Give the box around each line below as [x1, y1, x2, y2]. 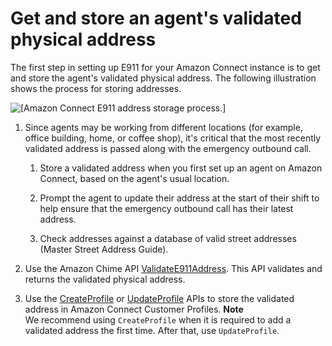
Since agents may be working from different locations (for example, [24, 121, 303, 133]
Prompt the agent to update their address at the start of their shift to [39, 192, 320, 204]
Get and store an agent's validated [10, 7, 302, 30]
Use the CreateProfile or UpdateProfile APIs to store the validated [24, 292, 295, 304]
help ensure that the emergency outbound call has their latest [39, 202, 294, 214]
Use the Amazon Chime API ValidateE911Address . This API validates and [24, 262, 323, 274]
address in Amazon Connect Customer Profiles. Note [24, 303, 244, 315]
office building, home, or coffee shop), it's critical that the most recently [24, 132, 322, 144]
